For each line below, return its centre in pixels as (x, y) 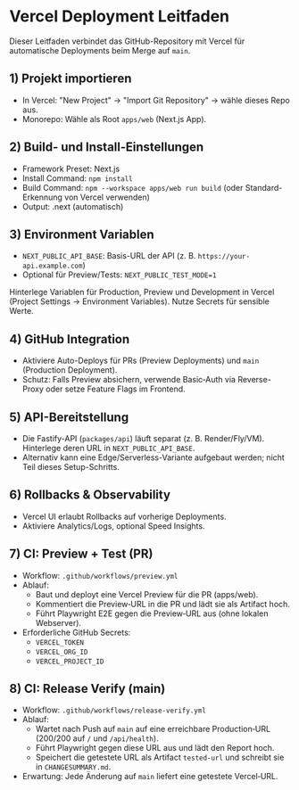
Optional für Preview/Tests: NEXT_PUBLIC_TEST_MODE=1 (119, 275)
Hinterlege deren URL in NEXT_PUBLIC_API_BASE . (108, 448)
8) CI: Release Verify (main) (87, 689)
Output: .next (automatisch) (73, 206)
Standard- (264, 187)
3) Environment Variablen (82, 234)
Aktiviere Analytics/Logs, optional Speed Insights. (113, 526)
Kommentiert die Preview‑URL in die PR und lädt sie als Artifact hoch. (162, 604)
